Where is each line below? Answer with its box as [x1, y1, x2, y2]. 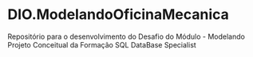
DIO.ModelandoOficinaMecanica [7, 6, 229, 24]
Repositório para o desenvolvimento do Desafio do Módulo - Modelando [7, 32, 245, 41]
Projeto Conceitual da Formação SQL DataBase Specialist [7, 40, 196, 49]
